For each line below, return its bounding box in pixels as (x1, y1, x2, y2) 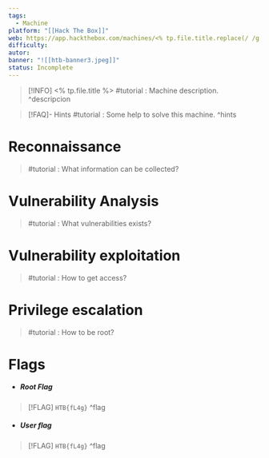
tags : (8, 11, 26, 20)
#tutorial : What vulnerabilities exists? (27, 218, 152, 228)
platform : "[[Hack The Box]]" (8, 26, 110, 34)
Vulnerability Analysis (8, 192, 159, 210)
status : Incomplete (8, 64, 74, 72)
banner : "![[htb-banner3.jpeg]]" (8, 57, 120, 65)
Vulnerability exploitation (8, 246, 181, 265)
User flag (19, 420, 52, 430)
